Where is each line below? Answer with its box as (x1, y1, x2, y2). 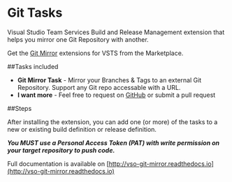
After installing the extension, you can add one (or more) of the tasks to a (7, 117, 218, 126)
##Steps (7, 104, 32, 112)
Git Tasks (7, 5, 63, 21)
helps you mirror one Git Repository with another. (7, 35, 149, 43)
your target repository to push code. (7, 146, 115, 154)
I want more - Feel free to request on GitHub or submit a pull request (17, 91, 216, 99)
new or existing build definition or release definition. (7, 125, 157, 133)
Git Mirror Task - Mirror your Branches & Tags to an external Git (17, 75, 202, 84)
